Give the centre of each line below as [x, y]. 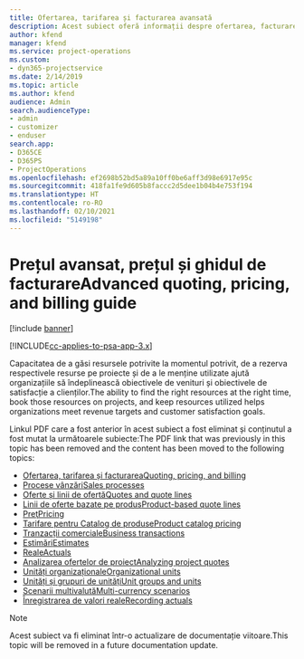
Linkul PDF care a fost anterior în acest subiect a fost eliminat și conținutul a [151, 429]
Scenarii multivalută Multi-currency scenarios [106, 590]
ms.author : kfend [42, 93]
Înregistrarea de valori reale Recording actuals [107, 600]
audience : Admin [40, 102]
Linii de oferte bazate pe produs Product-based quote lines [132, 504]
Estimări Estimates [56, 542]
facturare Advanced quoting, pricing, [150, 284]
